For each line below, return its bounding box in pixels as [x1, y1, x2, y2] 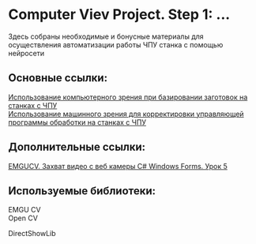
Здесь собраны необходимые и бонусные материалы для [8, 32, 204, 41]
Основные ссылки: [8, 71, 108, 84]
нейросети [8, 48, 45, 58]
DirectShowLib [8, 229, 57, 238]
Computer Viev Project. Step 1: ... [8, 6, 231, 24]
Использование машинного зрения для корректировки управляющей [8, 109, 244, 118]
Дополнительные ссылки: [8, 141, 146, 154]
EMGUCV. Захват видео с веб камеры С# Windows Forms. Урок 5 [8, 161, 228, 171]
